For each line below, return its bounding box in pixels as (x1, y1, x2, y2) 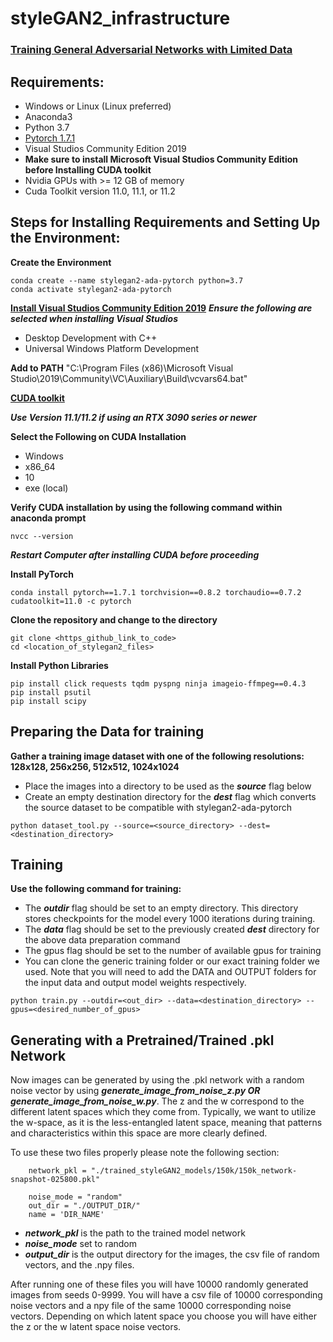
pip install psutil (10, 687, 92, 697)
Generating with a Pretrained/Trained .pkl (10, 1032, 275, 1049)
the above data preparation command (24, 934, 181, 946)
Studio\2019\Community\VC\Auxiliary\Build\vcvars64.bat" (10, 372, 248, 384)
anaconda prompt (10, 512, 87, 524)
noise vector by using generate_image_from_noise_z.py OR (10, 1085, 261, 1097)
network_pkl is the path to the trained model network (24, 1227, 246, 1239)
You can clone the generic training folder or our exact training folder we (24, 955, 320, 967)
